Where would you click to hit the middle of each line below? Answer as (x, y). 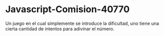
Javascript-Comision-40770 (67, 9)
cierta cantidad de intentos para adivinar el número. (60, 28)
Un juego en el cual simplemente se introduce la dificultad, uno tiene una (82, 23)
